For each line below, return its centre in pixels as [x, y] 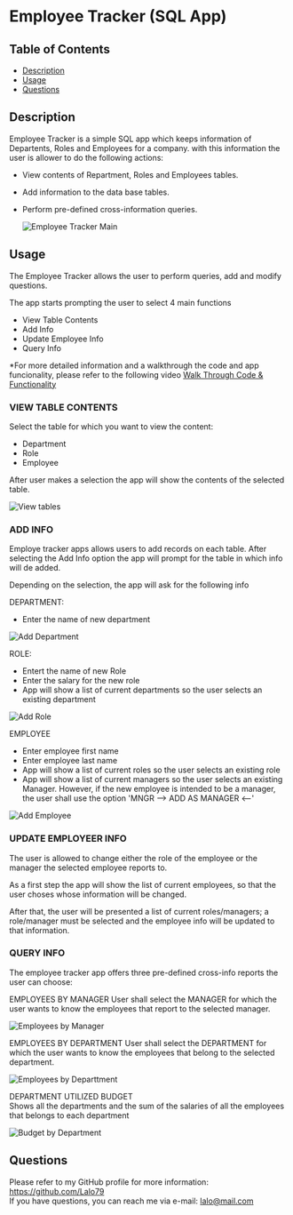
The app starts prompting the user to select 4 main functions [120, 302]
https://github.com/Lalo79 [57, 1191]
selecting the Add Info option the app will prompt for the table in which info [146, 558]
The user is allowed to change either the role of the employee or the [133, 858]
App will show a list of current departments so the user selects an [142, 690]
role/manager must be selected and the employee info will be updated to [142, 921]
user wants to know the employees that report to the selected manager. [140, 1008]
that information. [40, 930]
